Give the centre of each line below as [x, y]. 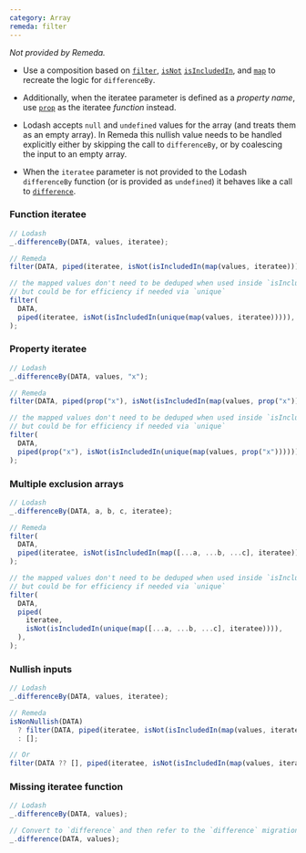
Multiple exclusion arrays [67, 484]
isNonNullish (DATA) [46, 722]
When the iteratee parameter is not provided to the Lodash [135, 172]
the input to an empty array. [75, 154]
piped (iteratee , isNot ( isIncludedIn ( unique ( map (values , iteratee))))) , [157, 317]
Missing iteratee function [66, 787]
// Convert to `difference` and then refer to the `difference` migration [154, 831]
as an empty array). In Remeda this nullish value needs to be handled [152, 134]
